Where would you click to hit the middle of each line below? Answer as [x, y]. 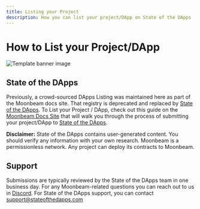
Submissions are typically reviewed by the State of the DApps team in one [97, 180]
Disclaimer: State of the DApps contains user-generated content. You [92, 134]
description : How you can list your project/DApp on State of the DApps [99, 17]
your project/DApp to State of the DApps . [57, 123]
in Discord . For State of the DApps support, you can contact [80, 193]
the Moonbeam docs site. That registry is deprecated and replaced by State [100, 103]
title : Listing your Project [43, 12]
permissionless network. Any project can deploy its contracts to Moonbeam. [100, 147]
